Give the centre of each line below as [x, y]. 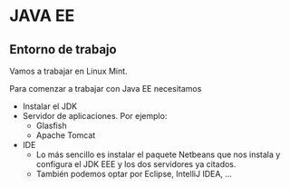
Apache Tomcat [66, 135]
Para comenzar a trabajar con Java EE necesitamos [106, 89]
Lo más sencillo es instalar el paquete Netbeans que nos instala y [158, 154]
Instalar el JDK [50, 106]
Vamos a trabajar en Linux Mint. [69, 71]
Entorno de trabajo [63, 49]
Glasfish [51, 125]
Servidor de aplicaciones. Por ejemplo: [95, 116]
